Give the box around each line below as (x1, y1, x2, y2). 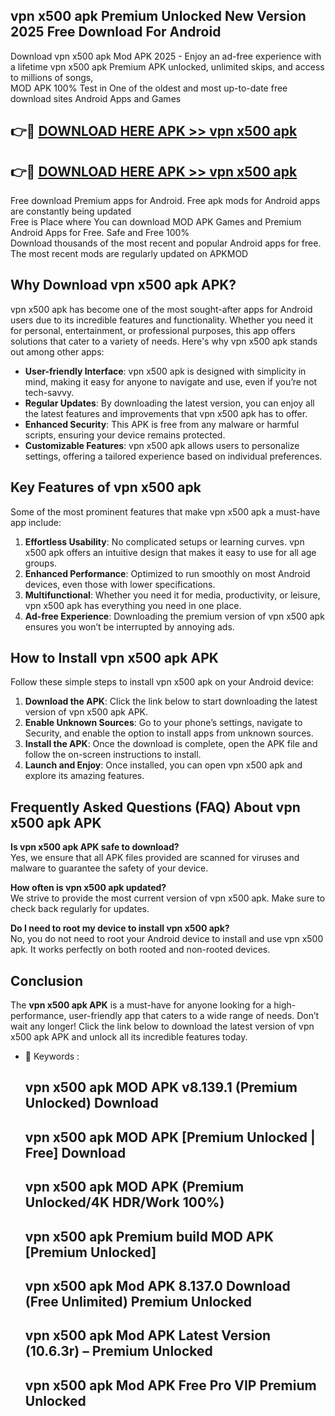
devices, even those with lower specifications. (24, 578, 216, 590)
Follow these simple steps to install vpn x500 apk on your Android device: (10, 676, 315, 688)
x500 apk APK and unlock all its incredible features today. (10, 1031, 248, 1043)
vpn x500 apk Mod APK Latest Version (24, 1327, 272, 1344)
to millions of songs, (10, 71, 94, 83)
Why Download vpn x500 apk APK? (10, 277, 237, 294)
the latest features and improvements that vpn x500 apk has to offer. (24, 407, 308, 419)
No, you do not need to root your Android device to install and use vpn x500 (10, 933, 324, 945)
